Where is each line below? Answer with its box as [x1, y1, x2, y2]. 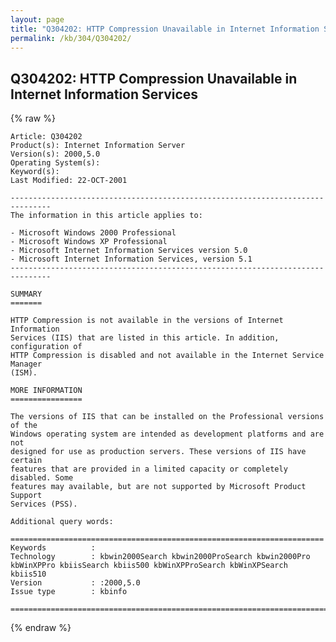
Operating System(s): [10, 158, 101, 168]
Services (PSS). [10, 499, 78, 510]
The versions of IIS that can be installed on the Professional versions [10, 412, 325, 422]
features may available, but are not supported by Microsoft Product [10, 482, 307, 492]
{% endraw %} [10, 622, 72, 634]
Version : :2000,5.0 [10, 578, 141, 588]
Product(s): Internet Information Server [10, 141, 186, 151]
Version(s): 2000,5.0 [10, 149, 101, 160]
